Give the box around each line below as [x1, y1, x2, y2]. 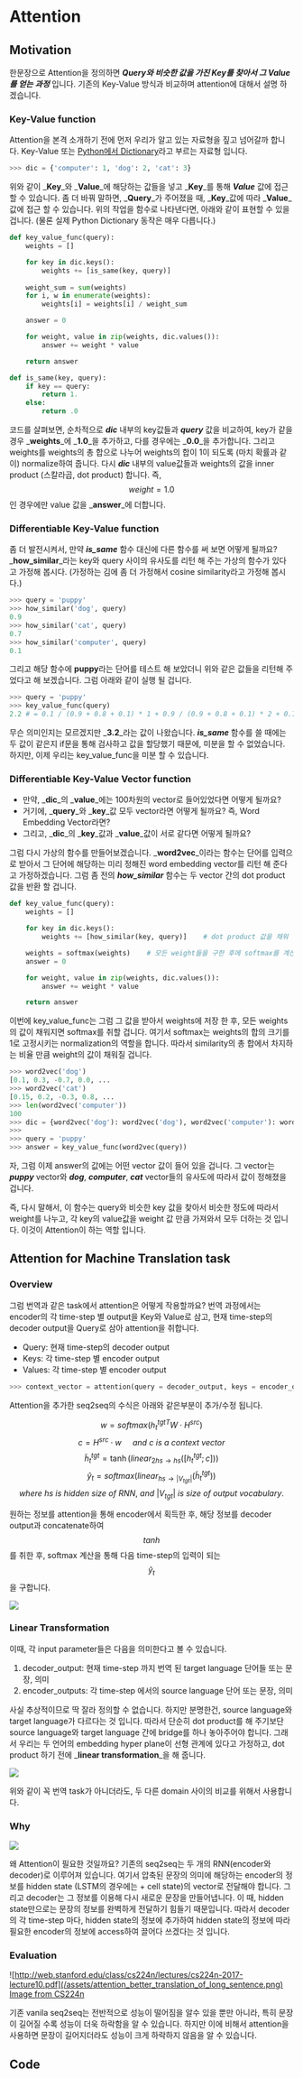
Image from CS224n [9, 1989, 85, 1999]
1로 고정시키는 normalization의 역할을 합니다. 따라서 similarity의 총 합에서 [9, 1038, 270, 1048]
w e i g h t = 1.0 [128, 485, 175, 495]
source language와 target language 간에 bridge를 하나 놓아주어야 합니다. [9, 1726, 272, 1738]
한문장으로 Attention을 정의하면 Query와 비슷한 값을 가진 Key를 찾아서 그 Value [9, 68, 291, 78]
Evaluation [9, 1949, 57, 1962]
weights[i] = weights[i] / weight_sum [41, 300, 188, 309]
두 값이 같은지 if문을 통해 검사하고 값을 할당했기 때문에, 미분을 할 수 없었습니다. [9, 738, 286, 750]
